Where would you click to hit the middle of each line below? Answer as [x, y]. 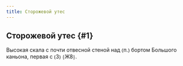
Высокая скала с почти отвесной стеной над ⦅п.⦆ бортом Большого [91, 50]
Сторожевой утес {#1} [50, 36]
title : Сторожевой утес [36, 12]
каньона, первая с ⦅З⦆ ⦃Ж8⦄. [42, 56]
